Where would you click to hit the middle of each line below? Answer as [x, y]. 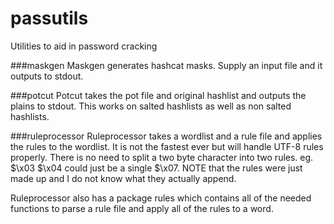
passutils [49, 18]
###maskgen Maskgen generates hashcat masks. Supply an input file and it [166, 65]
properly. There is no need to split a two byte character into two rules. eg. [162, 157]
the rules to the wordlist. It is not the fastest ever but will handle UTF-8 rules [167, 146]
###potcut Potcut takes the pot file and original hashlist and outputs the [158, 95]
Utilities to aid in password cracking [84, 46]
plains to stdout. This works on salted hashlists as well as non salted [151, 106]
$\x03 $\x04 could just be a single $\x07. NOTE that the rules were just [156, 168]
